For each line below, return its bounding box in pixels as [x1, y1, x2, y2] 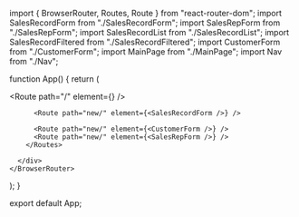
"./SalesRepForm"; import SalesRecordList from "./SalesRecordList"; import [9, 27, 290, 37]
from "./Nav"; [9, 56, 59, 66]
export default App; [9, 198, 82, 208]
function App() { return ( [9, 74, 100, 84]
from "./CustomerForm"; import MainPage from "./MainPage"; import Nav [9, 46, 283, 57]
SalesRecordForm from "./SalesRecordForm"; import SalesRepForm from [9, 17, 281, 28]
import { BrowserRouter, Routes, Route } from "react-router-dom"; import [9, 8, 283, 18]
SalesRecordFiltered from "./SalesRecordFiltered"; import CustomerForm [9, 36, 281, 47]
